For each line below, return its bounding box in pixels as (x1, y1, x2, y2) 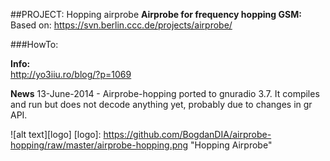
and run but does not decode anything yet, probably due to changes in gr (10, 99, 313, 110)
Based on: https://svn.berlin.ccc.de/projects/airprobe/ (10, 19, 233, 31)
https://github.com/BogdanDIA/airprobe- (103, 129, 272, 140)
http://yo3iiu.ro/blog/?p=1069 (10, 69, 132, 80)
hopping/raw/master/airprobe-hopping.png (10, 139, 189, 151)
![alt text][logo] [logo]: (10, 129, 102, 140)
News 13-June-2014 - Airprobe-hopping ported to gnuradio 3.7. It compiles (10, 88, 320, 99)
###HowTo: (10, 39, 59, 50)
